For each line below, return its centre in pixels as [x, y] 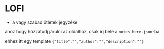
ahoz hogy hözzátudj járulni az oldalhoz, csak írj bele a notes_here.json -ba [82, 31]
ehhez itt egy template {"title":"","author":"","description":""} [75, 41]
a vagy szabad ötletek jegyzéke [45, 22]
